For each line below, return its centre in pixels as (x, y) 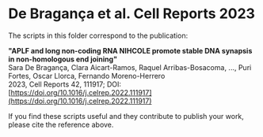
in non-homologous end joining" (63, 59)
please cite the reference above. (61, 124)
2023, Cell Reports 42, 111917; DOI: (65, 84)
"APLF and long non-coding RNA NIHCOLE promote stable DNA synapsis (130, 50)
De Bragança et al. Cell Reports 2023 (132, 14)
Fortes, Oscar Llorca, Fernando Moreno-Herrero (87, 76)
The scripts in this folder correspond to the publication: (98, 35)
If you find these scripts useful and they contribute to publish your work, (126, 116)
